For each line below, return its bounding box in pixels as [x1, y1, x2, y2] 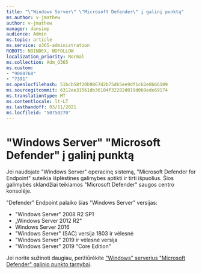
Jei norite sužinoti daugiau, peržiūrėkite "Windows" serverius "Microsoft [6, 254, 186, 262]
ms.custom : [6, 64, 34, 71]
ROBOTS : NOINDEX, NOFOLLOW [6, 48, 74, 54]
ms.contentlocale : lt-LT [6, 98, 69, 104]
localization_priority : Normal [6, 54, 85, 60]
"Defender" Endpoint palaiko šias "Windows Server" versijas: [6, 199, 158, 207]
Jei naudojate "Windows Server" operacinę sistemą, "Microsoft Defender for [6, 168, 196, 175]
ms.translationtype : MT [6, 93, 66, 99]
